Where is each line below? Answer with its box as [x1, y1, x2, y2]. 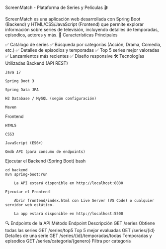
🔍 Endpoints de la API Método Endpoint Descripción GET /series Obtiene [5, 220, 155, 226]
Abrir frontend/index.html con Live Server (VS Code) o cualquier [14, 198, 155, 203]
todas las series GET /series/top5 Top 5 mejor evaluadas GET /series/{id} [5, 228, 155, 233]
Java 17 [5, 70, 21, 75]
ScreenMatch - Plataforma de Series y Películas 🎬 [5, 4, 108, 10]
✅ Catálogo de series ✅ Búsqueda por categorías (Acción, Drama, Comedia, [5, 42, 162, 47]
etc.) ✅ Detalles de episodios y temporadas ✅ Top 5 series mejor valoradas [5, 47, 160, 53]
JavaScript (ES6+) [5, 140, 43, 145]
